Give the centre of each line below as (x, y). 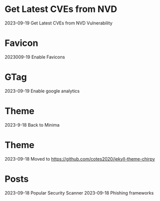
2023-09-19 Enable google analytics (42, 91)
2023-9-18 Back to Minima (32, 125)
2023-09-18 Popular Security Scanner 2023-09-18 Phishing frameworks (79, 193)
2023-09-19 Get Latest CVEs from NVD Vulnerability (59, 23)
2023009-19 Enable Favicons (35, 57)
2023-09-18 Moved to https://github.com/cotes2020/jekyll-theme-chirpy (80, 159)
